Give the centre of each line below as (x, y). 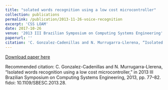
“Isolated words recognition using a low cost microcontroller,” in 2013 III (79, 72)
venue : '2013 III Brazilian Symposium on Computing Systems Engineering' (84, 33)
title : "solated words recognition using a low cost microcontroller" (81, 10)
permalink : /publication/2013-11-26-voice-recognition (64, 19)
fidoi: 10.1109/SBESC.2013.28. (36, 82)
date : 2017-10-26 (23, 29)
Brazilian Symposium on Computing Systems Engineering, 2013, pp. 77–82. (83, 77)
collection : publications (32, 15)
